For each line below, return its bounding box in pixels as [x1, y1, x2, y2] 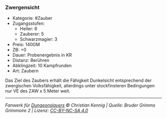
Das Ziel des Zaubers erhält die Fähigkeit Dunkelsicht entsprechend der [5, 77, 152, 83]
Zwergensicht [5, 4, 40, 11]
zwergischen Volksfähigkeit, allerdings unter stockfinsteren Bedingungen [5, 83, 155, 89]
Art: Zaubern [12, 68, 39, 74]
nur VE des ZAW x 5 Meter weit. [5, 88, 71, 94]
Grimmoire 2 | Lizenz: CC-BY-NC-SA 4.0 [5, 108, 88, 114]
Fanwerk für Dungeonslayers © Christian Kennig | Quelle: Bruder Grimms [5, 102, 156, 108]
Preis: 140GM [12, 42, 40, 48]
